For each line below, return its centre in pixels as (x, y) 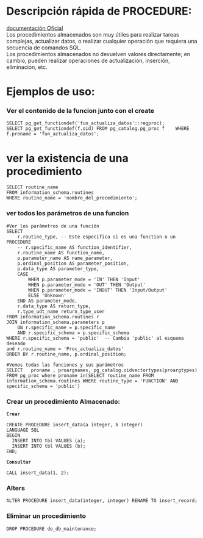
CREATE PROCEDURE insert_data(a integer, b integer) (75, 425)
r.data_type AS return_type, (54, 306)
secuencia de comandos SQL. (44, 48)
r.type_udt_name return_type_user (61, 311)
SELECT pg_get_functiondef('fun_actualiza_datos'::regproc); (86, 123)
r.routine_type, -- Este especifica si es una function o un (96, 237)
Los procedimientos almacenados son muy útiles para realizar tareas (93, 34)
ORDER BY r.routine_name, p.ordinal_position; (66, 354)
